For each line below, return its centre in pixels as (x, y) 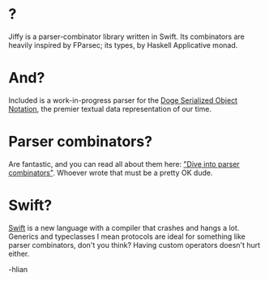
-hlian (18, 269)
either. (19, 253)
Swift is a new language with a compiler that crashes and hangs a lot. (124, 228)
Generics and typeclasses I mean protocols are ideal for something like (127, 236)
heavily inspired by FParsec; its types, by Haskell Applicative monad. (123, 45)
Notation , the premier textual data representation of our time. (110, 109)
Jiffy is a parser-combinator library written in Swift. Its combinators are (126, 36)
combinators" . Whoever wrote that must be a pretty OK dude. (111, 172)
